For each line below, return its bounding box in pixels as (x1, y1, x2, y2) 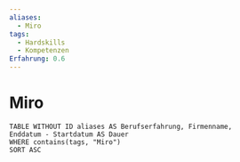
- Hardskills (17, 37, 66, 47)
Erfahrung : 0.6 (9, 54, 66, 63)
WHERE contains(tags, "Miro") (9, 137, 122, 147)
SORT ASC (9, 145, 42, 154)
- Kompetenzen (17, 46, 69, 55)
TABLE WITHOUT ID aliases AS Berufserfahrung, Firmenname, (9, 122, 233, 131)
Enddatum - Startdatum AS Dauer (9, 130, 129, 139)
